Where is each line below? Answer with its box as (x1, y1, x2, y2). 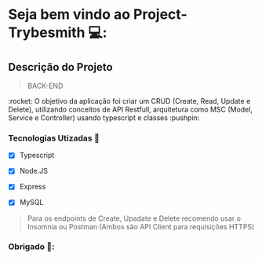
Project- (133, 5, 187, 24)
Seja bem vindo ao (8, 5, 131, 24)
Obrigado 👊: (8, 241, 55, 252)
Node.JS (19, 167, 49, 176)
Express (19, 182, 46, 192)
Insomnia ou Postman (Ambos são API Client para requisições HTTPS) (27, 222, 255, 231)
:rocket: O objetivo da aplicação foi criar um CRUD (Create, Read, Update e (8, 97, 251, 105)
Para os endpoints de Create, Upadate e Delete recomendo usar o (27, 214, 242, 223)
